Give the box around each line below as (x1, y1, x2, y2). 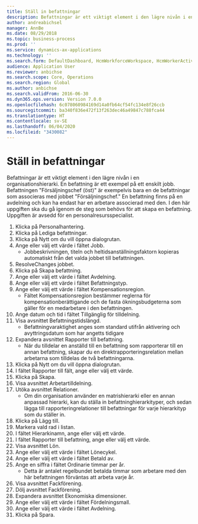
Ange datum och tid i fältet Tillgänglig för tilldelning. (15, 311, 140, 318)
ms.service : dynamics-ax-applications (6, 47, 102, 53)
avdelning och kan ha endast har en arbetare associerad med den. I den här (6, 199, 190, 206)
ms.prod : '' (6, 42, 36, 48)
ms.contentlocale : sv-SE (6, 118, 68, 124)
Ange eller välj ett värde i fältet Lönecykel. (15, 449, 117, 456)
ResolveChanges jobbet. (15, 261, 75, 268)
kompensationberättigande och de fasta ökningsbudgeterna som (24, 298, 182, 305)
